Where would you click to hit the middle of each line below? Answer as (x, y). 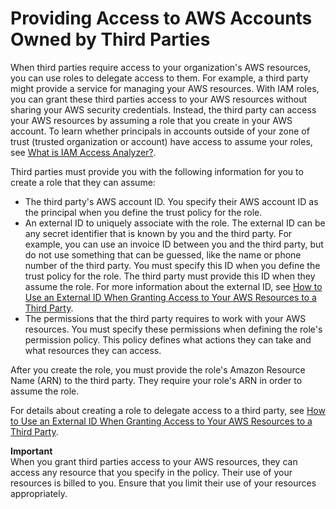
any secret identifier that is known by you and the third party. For (158, 233)
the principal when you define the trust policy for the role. (143, 212)
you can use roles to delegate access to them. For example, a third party (159, 78)
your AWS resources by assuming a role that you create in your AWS (151, 120)
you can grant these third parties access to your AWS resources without (159, 99)
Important (31, 451)
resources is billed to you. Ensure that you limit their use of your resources (163, 483)
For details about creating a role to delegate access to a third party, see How (168, 410)
